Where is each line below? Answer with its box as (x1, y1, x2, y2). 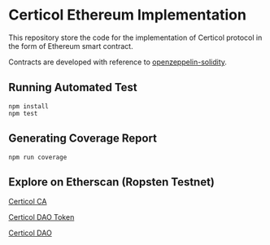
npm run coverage (8, 153, 67, 161)
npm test (8, 109, 38, 117)
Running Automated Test (8, 81, 138, 94)
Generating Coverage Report (8, 132, 157, 146)
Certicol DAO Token (8, 212, 75, 222)
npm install (8, 102, 49, 111)
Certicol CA (8, 197, 47, 207)
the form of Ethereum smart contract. (8, 41, 133, 50)
